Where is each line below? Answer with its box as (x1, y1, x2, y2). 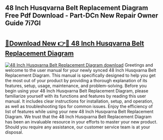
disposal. (5, 129, 23, 135)
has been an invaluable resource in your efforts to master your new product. (5, 119, 158, 124)
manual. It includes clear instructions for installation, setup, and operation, (5, 98, 154, 104)
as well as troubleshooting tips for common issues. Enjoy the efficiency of (5, 104, 153, 109)
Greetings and (125, 62, 153, 68)
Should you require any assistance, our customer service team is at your (5, 124, 150, 130)
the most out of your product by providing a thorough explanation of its (5, 78, 147, 83)
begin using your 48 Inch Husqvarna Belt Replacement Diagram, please (5, 88, 148, 94)
